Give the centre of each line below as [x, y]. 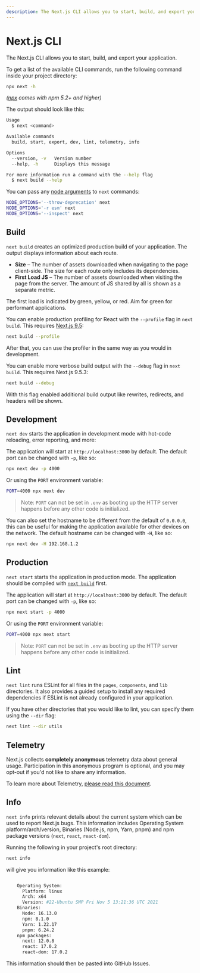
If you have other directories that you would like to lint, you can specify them [100, 709]
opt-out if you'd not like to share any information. [66, 772]
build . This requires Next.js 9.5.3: [47, 372]
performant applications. [36, 307]
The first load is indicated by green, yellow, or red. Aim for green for [89, 301]
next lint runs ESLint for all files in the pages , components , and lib [87, 685]
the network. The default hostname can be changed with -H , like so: [89, 533]
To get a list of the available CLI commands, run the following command [94, 69]
